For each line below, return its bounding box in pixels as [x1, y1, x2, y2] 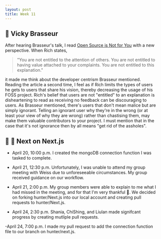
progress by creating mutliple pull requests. [12, 214, 99, 220]
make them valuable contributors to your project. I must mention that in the [5, 118, 155, 124]
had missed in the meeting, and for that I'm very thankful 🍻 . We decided [12, 190, 156, 195]
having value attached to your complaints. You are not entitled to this [16, 62, 154, 68]
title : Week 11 [5, 12, 36, 16]
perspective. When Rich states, [5, 48, 67, 53]
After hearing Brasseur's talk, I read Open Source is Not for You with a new [5, 42, 155, 48]
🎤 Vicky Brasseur [5, 30, 58, 38]
